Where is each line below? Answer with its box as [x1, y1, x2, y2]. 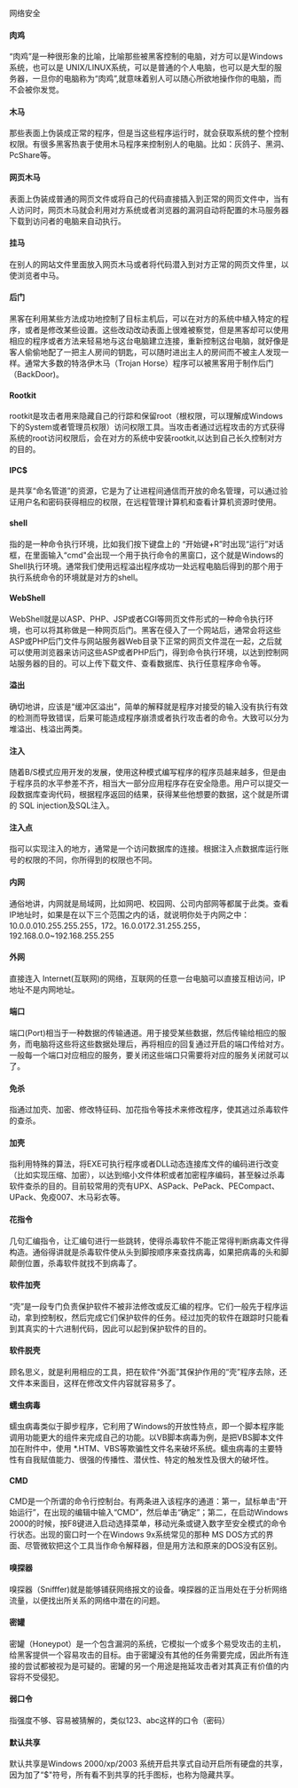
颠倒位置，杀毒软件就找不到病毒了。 [9, 1257, 142, 1268]
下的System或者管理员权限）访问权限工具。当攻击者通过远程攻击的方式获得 [9, 422, 286, 432]
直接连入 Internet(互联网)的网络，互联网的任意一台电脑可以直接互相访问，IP [9, 973, 286, 984]
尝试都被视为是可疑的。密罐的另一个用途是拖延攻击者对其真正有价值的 [24, 1660, 281, 1671]
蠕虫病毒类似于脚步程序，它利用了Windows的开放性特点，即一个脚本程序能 [9, 1421, 285, 1432]
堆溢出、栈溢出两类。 [9, 724, 87, 734]
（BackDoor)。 [9, 369, 64, 380]
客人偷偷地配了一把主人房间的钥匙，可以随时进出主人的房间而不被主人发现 [9, 347, 281, 358]
